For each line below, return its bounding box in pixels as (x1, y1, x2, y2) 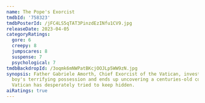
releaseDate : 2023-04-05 (6, 25, 70, 32)
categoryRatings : (6, 32, 51, 38)
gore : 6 (12, 37, 32, 43)
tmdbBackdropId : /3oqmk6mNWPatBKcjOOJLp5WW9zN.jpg (6, 65, 138, 71)
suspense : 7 (12, 54, 43, 60)
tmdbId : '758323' (6, 15, 51, 21)
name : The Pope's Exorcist (6, 8, 75, 15)
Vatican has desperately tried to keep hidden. (12, 82, 135, 88)
